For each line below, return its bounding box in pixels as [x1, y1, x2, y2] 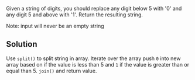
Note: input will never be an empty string [6, 23, 104, 29]
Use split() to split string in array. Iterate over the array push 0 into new [6, 55, 181, 62]
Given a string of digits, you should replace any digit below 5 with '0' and [6, 5, 182, 12]
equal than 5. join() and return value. [6, 67, 97, 74]
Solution [6, 39, 37, 49]
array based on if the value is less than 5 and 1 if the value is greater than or [6, 61, 189, 68]
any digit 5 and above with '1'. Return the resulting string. [6, 11, 143, 18]
